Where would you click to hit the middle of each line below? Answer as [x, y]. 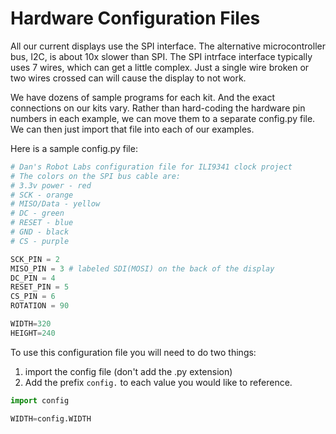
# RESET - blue [42, 223]
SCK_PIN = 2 [35, 259]
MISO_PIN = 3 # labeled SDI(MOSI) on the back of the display [142, 268]
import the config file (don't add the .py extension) [128, 371]
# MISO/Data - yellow [55, 204]
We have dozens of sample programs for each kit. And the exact [142, 97]
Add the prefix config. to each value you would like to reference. [158, 382]
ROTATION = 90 [40, 306]
